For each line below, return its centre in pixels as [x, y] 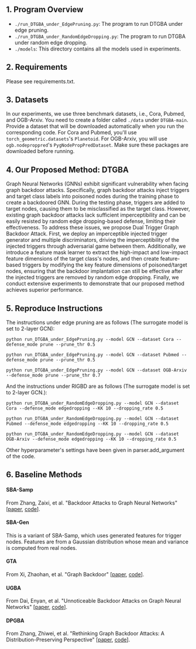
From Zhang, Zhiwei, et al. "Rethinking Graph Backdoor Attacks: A [85, 634]
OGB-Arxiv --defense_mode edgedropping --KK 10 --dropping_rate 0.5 [91, 440]
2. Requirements [37, 67]
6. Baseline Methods [44, 475]
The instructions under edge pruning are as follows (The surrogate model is [97, 323]
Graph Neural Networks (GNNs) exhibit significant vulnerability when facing [97, 184]
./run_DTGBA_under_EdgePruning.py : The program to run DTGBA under [99, 23]
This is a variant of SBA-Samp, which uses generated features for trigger [94, 535]
